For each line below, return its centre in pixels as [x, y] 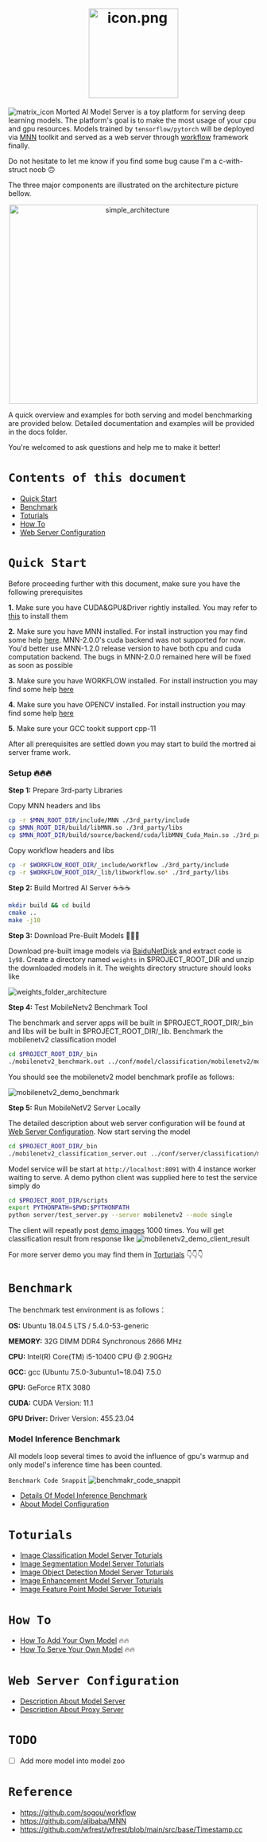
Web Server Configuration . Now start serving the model [99, 1132]
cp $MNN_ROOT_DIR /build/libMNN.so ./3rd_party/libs [95, 827]
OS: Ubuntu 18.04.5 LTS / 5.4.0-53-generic [79, 1326]
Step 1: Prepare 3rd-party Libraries [66, 790]
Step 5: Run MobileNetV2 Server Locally [74, 1108]
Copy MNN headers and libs [54, 806]
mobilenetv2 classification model [62, 1040]
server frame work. [40, 752]
